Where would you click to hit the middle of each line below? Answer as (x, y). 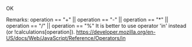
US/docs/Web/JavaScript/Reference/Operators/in (66, 38)
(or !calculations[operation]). (40, 32)
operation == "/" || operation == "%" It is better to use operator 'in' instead (96, 26)
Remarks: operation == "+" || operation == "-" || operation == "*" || (87, 19)
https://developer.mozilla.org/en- (116, 32)
